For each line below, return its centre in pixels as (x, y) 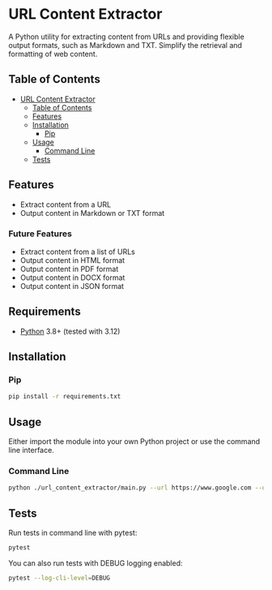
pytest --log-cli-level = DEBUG (59, 578)
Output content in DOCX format (72, 278)
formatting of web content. (53, 54)
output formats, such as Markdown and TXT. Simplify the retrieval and (125, 45)
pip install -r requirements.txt (65, 397)
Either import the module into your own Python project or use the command (134, 441)
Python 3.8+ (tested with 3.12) (70, 331)
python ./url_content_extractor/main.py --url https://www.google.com (130, 488)
